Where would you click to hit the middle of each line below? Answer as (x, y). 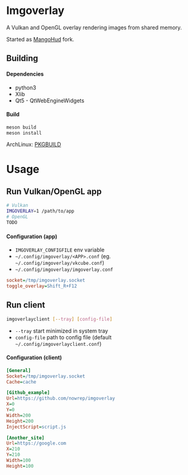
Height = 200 (20, 421)
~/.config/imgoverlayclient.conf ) (58, 343)
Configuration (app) (32, 236)
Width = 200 (19, 415)
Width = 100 (19, 460)
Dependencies (25, 74)
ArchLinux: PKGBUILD (34, 144)
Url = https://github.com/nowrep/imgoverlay (61, 399)
